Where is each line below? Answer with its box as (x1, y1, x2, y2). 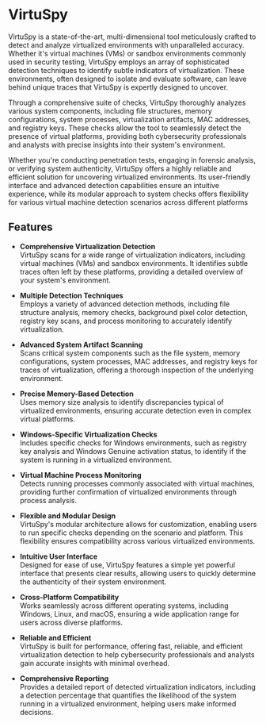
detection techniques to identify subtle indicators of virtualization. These (8, 65, 245, 75)
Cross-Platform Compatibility (19, 592, 120, 602)
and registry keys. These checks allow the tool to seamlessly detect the (8, 123, 241, 133)
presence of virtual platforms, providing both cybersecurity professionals (8, 131, 247, 140)
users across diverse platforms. (19, 617, 123, 627)
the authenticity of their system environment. (19, 577, 167, 586)
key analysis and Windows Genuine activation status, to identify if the (19, 446, 247, 456)
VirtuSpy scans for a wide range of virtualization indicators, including (19, 250, 245, 260)
